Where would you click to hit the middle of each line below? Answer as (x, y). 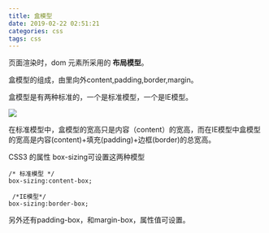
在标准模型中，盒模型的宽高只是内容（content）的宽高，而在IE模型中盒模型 (135, 130)
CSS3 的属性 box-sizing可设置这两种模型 (76, 157)
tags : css (25, 39)
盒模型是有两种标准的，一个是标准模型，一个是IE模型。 (101, 97)
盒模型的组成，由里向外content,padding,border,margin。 (103, 80)
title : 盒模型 (30, 16)
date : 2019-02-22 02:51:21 (54, 24)
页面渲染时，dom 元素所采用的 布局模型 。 (78, 63)
